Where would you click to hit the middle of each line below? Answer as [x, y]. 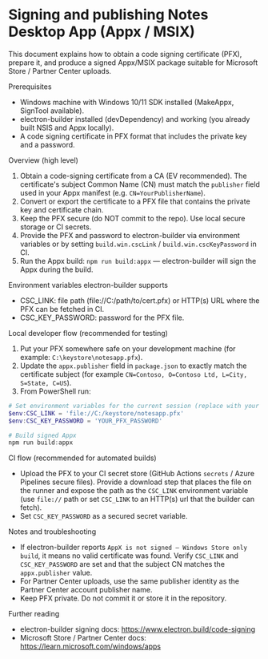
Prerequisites [30, 87]
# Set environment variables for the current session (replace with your [134, 406]
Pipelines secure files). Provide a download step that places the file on [136, 482]
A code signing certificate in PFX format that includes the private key [133, 136]
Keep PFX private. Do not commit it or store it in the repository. [123, 598]
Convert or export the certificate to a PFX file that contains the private [135, 201]
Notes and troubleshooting [52, 532]
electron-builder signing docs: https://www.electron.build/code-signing [138, 629]
